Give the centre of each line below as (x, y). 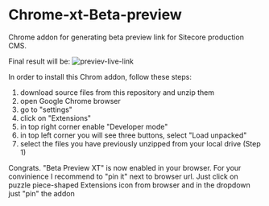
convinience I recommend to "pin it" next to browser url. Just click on (124, 176)
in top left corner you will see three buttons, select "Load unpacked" (133, 135)
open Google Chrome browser (70, 101)
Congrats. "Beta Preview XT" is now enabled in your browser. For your (125, 167)
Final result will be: (39, 61)
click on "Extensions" (55, 117)
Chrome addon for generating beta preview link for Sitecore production (126, 37)
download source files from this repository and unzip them (117, 92)
